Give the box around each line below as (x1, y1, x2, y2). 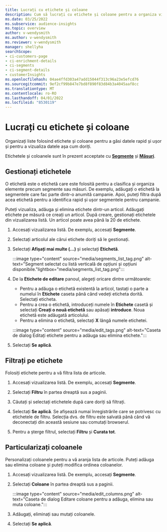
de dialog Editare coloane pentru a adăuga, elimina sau (40, 496, 153, 502)
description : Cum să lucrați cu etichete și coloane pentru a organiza (5, 12, 157, 17)
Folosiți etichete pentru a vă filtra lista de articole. (5, 370, 106, 376)
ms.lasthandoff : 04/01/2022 (5, 95, 64, 100)
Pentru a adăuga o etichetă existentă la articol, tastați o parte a (19, 285, 149, 291)
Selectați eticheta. (19, 296, 57, 302)
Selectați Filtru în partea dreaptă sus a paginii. (12, 389, 107, 395)
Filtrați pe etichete (5, 356, 63, 365)
